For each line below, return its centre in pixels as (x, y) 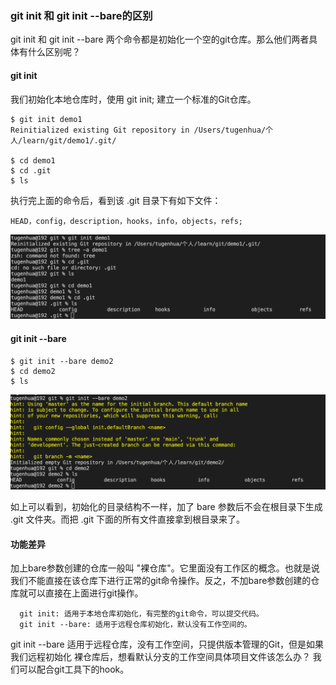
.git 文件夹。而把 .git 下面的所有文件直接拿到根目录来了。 (127, 519)
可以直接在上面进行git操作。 (85, 593)
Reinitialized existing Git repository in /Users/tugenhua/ (138, 130)
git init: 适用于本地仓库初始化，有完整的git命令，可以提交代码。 (141, 614)
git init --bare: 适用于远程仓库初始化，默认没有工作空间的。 (135, 625)
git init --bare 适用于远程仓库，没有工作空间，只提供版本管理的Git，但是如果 (167, 644)
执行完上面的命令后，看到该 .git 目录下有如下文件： (116, 200)
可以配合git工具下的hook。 (74, 669)
